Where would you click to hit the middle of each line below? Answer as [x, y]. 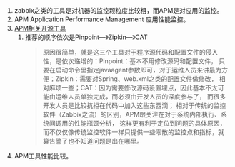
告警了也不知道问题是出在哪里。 [96, 141]
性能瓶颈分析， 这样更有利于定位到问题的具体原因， [150, 123]
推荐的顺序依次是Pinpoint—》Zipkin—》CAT [86, 37]
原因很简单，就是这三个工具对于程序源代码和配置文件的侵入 [130, 52]
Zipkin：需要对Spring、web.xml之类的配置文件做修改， [136, 79]
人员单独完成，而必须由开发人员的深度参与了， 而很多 [147, 97]
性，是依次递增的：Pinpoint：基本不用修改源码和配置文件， [130, 61]
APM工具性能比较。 [43, 156]
